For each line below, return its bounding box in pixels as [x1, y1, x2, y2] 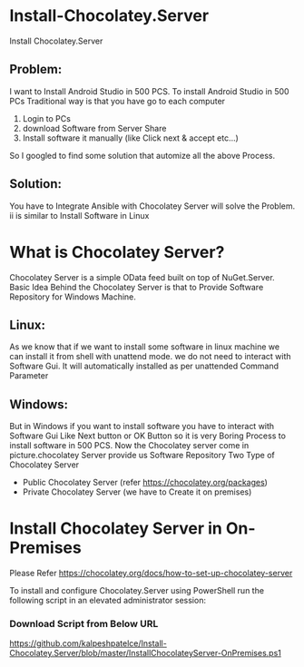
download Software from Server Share [22, 123, 167, 133]
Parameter [9, 370, 49, 381]
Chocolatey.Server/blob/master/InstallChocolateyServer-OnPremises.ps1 [9, 648, 281, 659]
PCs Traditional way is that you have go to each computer [9, 95, 225, 106]
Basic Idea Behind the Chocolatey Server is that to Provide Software [9, 281, 264, 292]
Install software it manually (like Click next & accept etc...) [22, 132, 239, 143]
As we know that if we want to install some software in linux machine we [9, 341, 279, 352]
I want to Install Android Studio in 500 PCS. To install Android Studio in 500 [9, 85, 289, 96]
